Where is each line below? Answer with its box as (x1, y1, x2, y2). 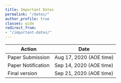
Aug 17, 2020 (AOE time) (54, 54, 114, 60)
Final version (7, 70, 38, 77)
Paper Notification (7, 62, 50, 69)
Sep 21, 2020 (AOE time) (54, 70, 114, 77)
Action (20, 46, 37, 52)
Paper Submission (7, 54, 50, 60)
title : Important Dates (5, 7, 54, 12)
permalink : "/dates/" (5, 12, 50, 17)
